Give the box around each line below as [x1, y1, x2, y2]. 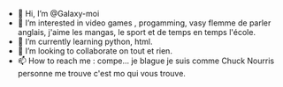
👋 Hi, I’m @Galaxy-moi [17, 9, 100, 18]
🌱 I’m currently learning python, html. [17, 36, 153, 47]
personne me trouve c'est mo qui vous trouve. [17, 69, 186, 78]
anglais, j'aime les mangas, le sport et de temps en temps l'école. [17, 27, 256, 37]
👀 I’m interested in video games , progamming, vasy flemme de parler [17, 18, 272, 28]
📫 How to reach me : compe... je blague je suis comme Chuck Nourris [17, 55, 275, 66]
